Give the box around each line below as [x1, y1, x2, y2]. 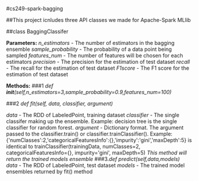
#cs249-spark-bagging [6, 5, 63, 12]
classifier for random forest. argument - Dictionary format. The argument [6, 124, 184, 131]
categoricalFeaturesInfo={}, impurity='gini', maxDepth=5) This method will [6, 149, 187, 156]
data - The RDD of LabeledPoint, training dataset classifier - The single [6, 112, 180, 118]
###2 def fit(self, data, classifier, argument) [6, 100, 113, 107]
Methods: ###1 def [6, 82, 54, 89]
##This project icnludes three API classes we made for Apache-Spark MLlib [6, 17, 191, 23]
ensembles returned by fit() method [6, 168, 93, 175]
